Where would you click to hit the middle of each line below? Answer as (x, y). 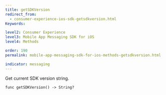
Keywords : (15, 24)
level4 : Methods (22, 42)
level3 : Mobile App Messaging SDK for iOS (50, 37)
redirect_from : (21, 14)
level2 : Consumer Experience (35, 33)
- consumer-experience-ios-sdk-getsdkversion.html (63, 19)
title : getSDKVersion (28, 10)
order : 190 (16, 50)
